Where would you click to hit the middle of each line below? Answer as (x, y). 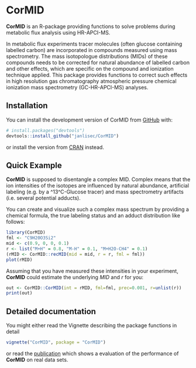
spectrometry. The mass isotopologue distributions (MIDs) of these (87, 56)
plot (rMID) (19, 260)
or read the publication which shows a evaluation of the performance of (92, 353)
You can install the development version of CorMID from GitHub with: (89, 120)
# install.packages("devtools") (45, 130)
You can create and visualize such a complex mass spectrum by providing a (97, 209)
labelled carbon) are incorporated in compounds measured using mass (92, 50)
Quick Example (34, 165)
